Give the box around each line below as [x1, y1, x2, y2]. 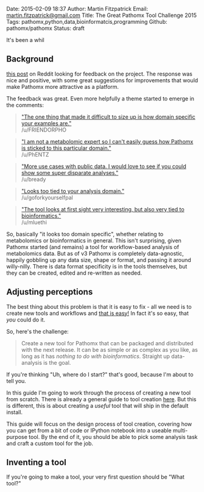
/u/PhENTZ [21, 150, 49, 158]
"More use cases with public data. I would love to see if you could [21, 163, 187, 170]
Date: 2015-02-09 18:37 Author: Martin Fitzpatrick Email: [6, 5, 149, 12]
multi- [172, 426, 188, 434]
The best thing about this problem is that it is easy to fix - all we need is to [6, 303, 192, 310]
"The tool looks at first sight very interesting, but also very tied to [21, 205, 185, 213]
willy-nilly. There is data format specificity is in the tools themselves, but [6, 262, 188, 270]
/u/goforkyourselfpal [21, 194, 73, 201]
